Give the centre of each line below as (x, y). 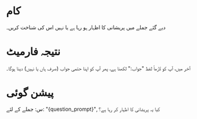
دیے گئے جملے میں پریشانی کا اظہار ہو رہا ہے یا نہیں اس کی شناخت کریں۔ (86, 27)
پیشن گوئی (30, 93)
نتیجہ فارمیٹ (33, 52)
